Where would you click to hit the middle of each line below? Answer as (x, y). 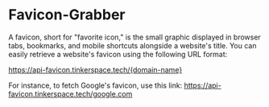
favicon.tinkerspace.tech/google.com (70, 93)
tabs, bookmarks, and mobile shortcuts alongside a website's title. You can (132, 45)
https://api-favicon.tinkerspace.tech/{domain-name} (95, 69)
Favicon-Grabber (67, 15)
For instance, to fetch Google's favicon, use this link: (95, 85)
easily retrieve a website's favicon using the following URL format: (118, 54)
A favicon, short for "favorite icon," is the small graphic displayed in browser (135, 37)
